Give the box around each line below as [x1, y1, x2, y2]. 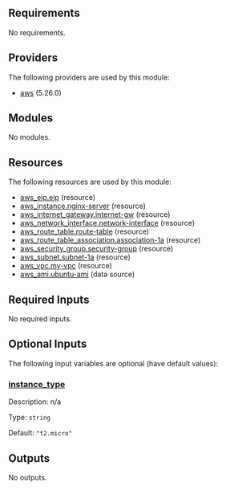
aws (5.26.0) [19, 88, 62, 97]
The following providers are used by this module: [8, 72, 170, 82]
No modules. [8, 133, 50, 142]
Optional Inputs [8, 337, 87, 351]
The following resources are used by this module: [8, 177, 172, 187]
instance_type [8, 378, 66, 390]
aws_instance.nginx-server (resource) [19, 201, 147, 211]
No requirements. [8, 27, 67, 37]
